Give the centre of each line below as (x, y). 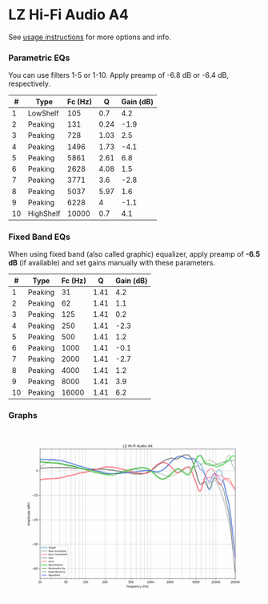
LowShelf (43, 113)
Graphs (23, 416)
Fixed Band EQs (39, 237)
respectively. (29, 84)
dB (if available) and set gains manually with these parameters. (112, 263)
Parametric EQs (39, 58)
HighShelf (44, 213)
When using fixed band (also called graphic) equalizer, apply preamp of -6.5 (134, 254)
